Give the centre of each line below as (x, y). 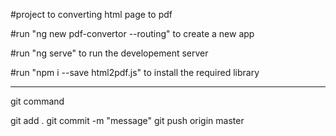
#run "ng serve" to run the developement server (109, 53)
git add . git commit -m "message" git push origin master (127, 120)
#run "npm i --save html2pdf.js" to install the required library (135, 72)
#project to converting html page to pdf (91, 14)
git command (37, 101)
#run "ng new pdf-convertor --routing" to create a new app (132, 33)
